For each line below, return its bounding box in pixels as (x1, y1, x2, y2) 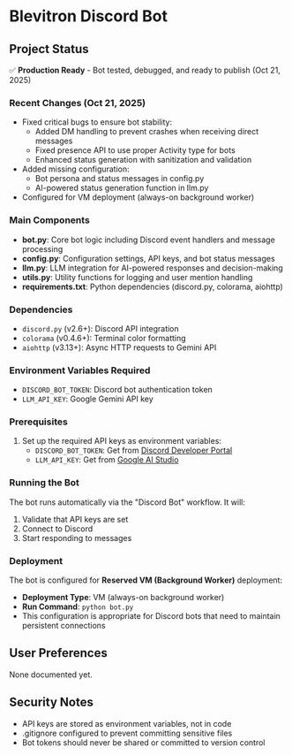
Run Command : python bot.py (21, 601, 134, 612)
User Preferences (9, 645, 108, 660)
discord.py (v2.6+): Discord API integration (21, 323, 179, 333)
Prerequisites (9, 416, 68, 428)
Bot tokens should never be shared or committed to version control (21, 736, 266, 748)
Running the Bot (9, 477, 79, 489)
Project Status (9, 42, 90, 57)
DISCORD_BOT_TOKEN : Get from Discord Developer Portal (34, 445, 233, 456)
